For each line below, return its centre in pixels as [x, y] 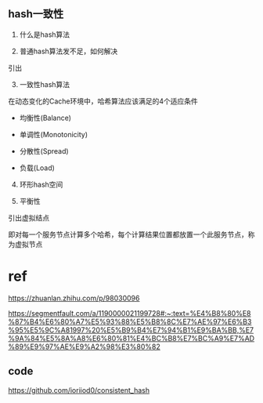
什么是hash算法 [45, 34]
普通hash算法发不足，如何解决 [68, 51]
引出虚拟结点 [29, 217]
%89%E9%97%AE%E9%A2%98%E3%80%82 [84, 347]
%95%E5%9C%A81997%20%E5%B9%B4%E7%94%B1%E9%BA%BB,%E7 [131, 330]
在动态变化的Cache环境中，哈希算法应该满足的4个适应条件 [103, 101]
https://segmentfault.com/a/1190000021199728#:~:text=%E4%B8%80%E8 [130, 313]
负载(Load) [37, 168]
